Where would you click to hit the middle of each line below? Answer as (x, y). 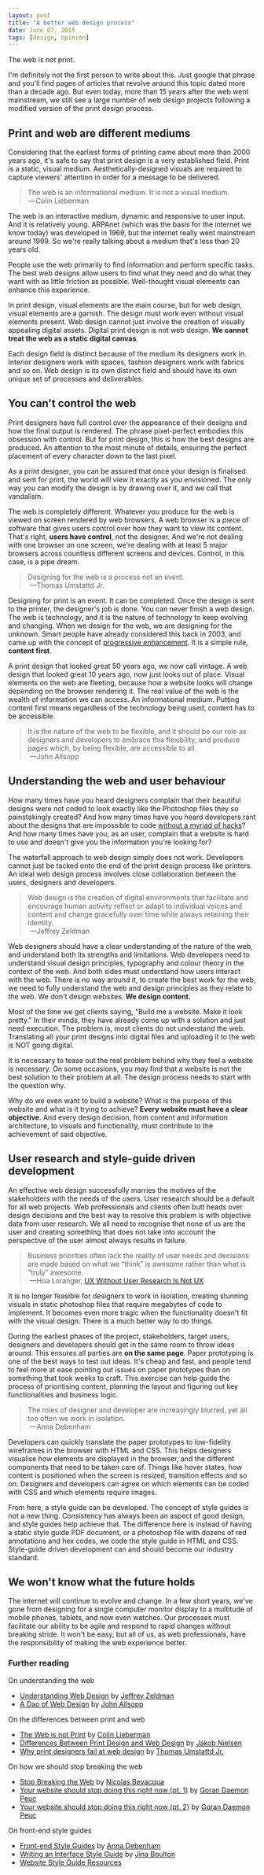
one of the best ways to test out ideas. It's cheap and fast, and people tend (130, 1361)
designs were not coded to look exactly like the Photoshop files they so (123, 808)
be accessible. (32, 716)
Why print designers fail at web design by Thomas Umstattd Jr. (121, 1751)
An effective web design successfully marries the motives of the (112, 1190)
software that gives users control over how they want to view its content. (126, 528)
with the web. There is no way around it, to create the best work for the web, (132, 980)
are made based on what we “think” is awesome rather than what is (136, 1264)
